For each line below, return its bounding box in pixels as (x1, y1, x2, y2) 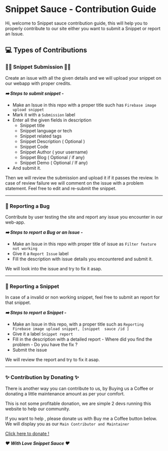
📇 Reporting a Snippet (5, 282, 59, 289)
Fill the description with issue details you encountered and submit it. (12, 256, 153, 262)
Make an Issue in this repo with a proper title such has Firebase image (12, 102, 156, 108)
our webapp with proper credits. (5, 80, 71, 86)
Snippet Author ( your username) (19, 149, 88, 155)
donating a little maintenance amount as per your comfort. (5, 390, 125, 397)
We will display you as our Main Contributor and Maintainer (5, 420, 129, 427)
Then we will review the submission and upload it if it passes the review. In (5, 175, 159, 181)
